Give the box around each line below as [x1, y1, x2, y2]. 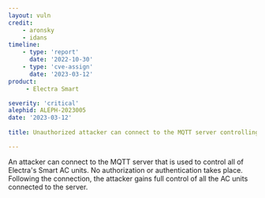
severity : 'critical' [8, 99, 80, 107]
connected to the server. [8, 182, 88, 192]
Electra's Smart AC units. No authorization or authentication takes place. [8, 165, 243, 174]
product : [8, 77, 37, 85]
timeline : [8, 41, 41, 49]
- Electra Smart [25, 84, 80, 93]
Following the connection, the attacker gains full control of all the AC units [8, 174, 248, 183]
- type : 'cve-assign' [22, 63, 93, 71]
